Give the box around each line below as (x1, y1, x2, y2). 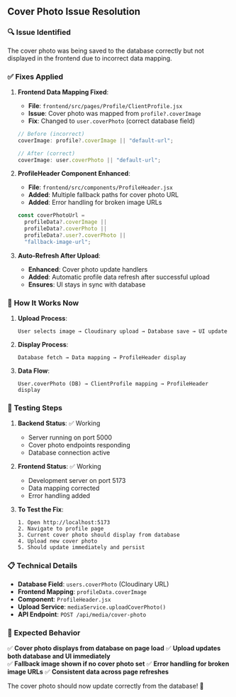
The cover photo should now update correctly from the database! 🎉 (7, 682, 204, 691)
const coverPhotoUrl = (17, 212, 85, 219)
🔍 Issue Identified (7, 28, 71, 38)
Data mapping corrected (28, 484, 100, 493)
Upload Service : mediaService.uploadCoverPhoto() (17, 602, 167, 611)
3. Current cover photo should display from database (17, 531, 180, 539)
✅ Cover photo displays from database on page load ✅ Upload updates (7, 644, 221, 653)
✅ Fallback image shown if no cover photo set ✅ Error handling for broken (7, 659, 230, 668)
